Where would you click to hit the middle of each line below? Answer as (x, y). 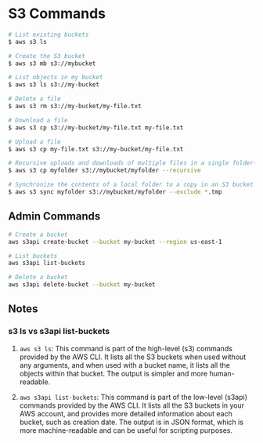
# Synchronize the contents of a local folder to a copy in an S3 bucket (131, 185)
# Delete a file (34, 99)
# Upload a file (34, 142)
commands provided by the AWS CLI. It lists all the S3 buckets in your (132, 405)
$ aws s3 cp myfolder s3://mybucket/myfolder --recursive (104, 171)
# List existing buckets (49, 34)
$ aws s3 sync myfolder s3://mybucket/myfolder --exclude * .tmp (115, 192)
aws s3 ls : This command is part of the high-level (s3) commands (126, 348)
